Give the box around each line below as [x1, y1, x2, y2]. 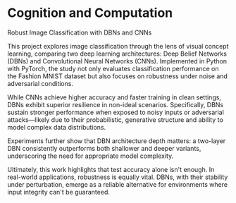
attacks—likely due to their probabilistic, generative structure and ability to [7, 115, 223, 124]
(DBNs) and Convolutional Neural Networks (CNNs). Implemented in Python [7, 56, 228, 65]
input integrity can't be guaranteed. [7, 187, 111, 196]
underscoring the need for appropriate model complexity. [7, 152, 174, 160]
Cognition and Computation [7, 5, 173, 21]
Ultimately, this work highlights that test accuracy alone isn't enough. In [7, 165, 215, 173]
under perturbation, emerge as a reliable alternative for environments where [7, 180, 228, 188]
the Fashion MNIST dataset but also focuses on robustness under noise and [7, 72, 228, 80]
